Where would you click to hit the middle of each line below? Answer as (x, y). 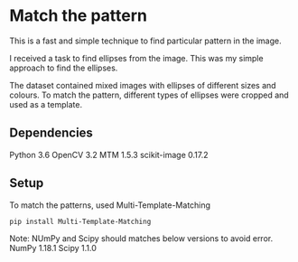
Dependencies (51, 133)
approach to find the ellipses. (64, 68)
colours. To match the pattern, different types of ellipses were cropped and (149, 95)
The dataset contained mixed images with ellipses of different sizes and (143, 85)
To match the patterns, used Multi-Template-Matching (110, 205)
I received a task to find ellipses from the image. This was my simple (136, 58)
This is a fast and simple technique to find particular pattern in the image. (145, 41)
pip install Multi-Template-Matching (80, 221)
